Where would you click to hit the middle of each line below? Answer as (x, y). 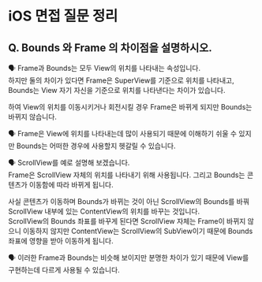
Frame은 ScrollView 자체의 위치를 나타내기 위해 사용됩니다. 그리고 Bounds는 (127, 175)
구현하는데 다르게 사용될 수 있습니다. (64, 270)
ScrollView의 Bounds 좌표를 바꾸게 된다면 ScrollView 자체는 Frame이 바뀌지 (127, 221)
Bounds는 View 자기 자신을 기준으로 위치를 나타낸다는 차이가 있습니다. (117, 90)
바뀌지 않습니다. (33, 117)
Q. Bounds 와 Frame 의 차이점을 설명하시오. (110, 48)
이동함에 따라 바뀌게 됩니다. (71, 185)
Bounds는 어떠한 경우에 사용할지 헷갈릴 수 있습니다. (96, 146)
